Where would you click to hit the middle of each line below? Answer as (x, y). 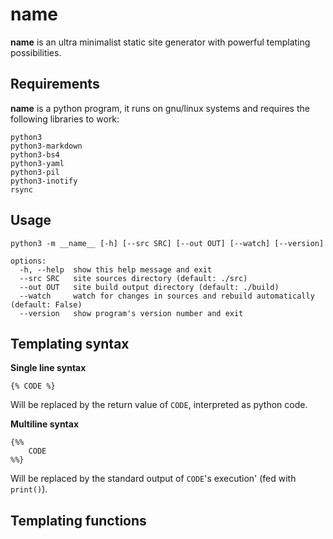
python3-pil (35, 172)
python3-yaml (37, 163)
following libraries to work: (65, 119)
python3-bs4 (35, 154)
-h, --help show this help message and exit (116, 269)
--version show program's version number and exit (131, 313)
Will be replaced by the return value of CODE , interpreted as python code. (159, 405)
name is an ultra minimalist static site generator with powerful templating (160, 42)
